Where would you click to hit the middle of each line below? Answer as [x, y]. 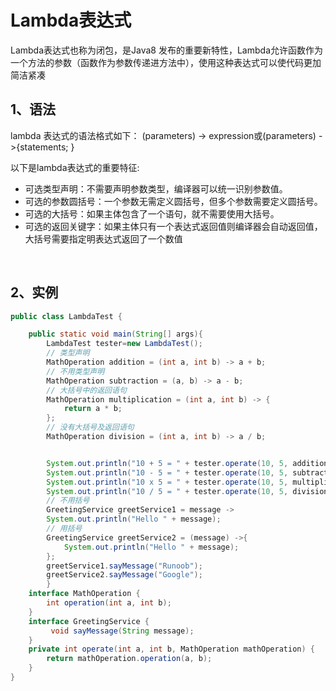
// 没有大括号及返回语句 [90, 427]
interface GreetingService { [89, 621]
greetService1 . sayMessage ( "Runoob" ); [124, 566]
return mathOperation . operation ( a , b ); [129, 659]
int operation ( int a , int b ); [109, 603]
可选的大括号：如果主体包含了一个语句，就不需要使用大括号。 [152, 213]
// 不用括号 [68, 501]
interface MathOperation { [84, 594]
